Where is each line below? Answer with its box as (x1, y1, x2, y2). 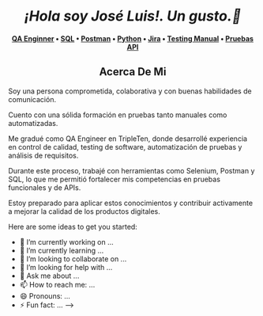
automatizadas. (8, 118, 58, 128)
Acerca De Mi (99, 65, 167, 78)
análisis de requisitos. (8, 150, 79, 160)
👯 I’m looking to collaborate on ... (19, 253, 127, 264)
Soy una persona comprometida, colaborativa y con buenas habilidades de (8, 86, 252, 96)
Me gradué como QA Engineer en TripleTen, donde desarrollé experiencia (8, 134, 247, 143)
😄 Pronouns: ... (19, 291, 71, 300)
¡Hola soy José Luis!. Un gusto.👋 (24, 7, 242, 25)
